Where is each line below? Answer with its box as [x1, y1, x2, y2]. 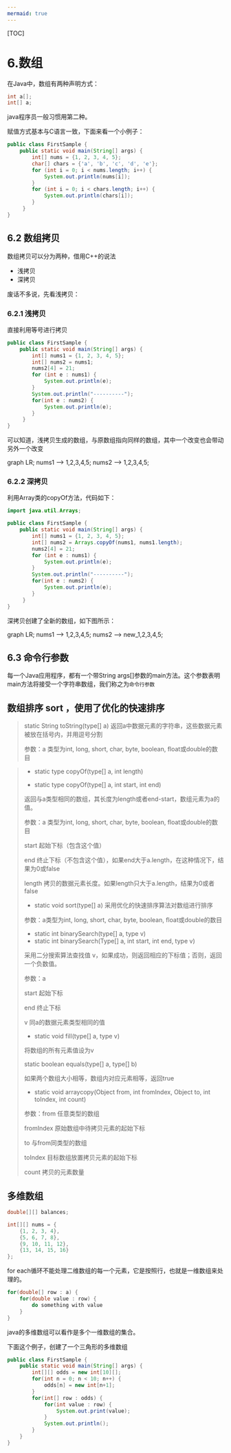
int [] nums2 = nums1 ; [32, 359, 94, 366]
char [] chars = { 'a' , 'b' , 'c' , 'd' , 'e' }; [32, 160, 159, 167]
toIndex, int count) [34, 1096, 87, 1104]
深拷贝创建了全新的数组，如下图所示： [7, 616, 115, 625]
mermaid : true [7, 10, 48, 17]
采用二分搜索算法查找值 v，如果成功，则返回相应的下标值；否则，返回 [23, 951, 222, 959]
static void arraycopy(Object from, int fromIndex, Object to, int [34, 1088, 211, 1096]
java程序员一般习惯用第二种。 [7, 113, 91, 121]
